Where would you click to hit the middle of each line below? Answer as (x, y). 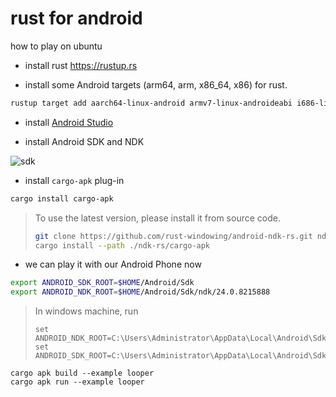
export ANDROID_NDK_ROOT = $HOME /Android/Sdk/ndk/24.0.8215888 (140, 292)
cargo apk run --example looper (77, 382)
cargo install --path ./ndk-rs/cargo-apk (122, 245)
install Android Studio (69, 122)
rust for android (76, 18)
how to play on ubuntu (56, 46)
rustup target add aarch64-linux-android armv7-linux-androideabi (151, 103)
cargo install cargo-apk (62, 198)
